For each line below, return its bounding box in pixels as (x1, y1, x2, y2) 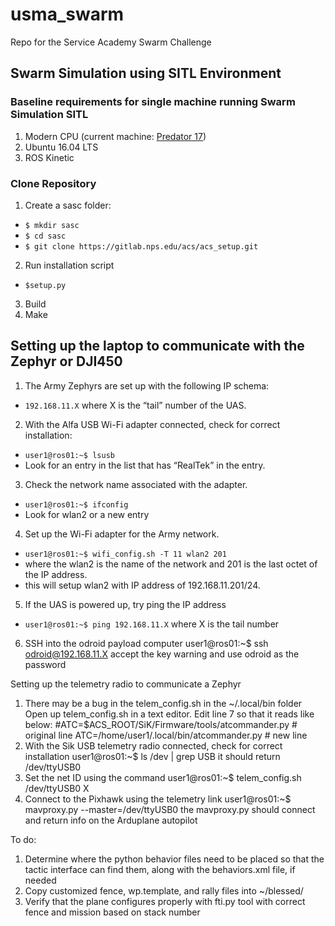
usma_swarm (10, 3, 125, 26)
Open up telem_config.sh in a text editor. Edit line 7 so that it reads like (24, 708, 315, 720)
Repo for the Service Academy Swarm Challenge (10, 36, 212, 48)
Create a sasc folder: (24, 199, 112, 211)
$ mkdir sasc (24, 220, 80, 230)
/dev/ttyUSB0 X (24, 782, 90, 794)
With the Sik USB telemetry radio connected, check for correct (24, 739, 283, 752)
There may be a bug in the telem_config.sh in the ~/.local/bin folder (24, 697, 303, 709)
